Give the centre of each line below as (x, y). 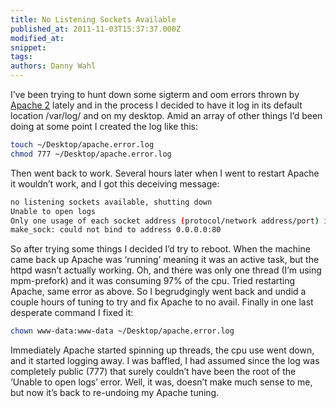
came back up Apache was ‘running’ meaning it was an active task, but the (165, 260)
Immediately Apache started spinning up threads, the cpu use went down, (162, 350)
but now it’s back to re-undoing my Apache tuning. (115, 393)
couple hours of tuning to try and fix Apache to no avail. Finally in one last (162, 302)
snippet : (28, 47)
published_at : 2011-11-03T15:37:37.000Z (96, 29)
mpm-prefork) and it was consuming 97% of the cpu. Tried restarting (153, 281)
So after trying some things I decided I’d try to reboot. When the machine (160, 249)
